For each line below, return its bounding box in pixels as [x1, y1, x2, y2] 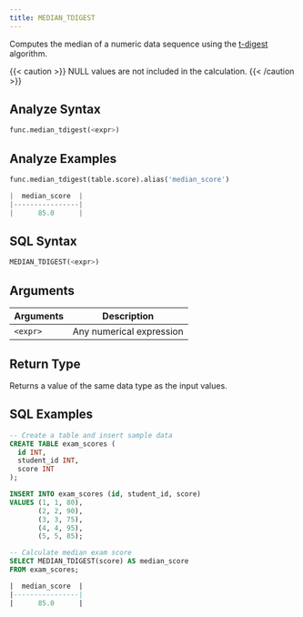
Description [102, 310, 155, 323]
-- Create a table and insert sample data [9, 430, 173, 440]
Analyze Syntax [9, 102, 102, 117]
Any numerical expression [72, 325, 184, 338]
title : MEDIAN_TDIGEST [9, 13, 96, 23]
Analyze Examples [9, 151, 117, 167]
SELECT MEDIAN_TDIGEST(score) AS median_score [9, 557, 189, 566]
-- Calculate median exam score [9, 548, 132, 558]
